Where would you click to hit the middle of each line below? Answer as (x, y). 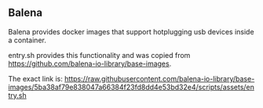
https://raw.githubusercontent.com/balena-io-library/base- (159, 78)
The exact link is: (35, 78)
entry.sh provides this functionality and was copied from (99, 55)
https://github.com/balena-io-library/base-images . (90, 63)
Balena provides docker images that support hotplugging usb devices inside (131, 31)
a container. (27, 40)
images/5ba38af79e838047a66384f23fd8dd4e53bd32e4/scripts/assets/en (131, 87)
